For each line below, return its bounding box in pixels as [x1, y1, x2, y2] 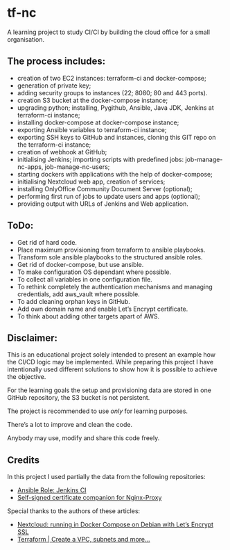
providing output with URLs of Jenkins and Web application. [17, 200, 188, 208]
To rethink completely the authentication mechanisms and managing [17, 282, 213, 291]
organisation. [7, 35, 45, 43]
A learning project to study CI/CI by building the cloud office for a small [7, 28, 210, 36]
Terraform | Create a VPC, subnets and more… [17, 535, 150, 544]
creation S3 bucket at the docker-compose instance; [17, 96, 168, 104]
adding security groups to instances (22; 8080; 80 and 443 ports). [17, 88, 208, 97]
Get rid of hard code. [17, 238, 78, 246]
